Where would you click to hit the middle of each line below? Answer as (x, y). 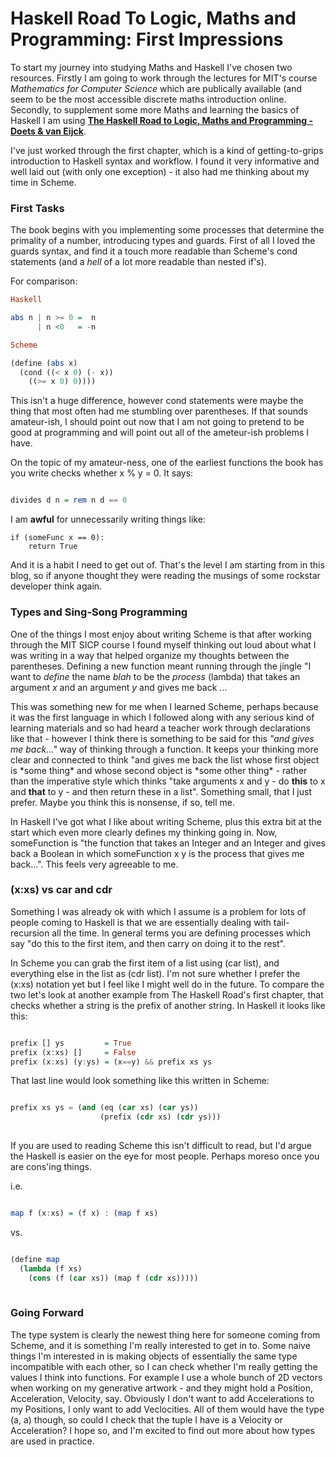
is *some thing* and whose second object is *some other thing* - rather (159, 770)
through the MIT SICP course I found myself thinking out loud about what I (163, 644)
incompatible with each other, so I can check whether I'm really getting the (164, 1366)
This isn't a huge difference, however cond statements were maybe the (157, 401)
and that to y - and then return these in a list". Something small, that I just (161, 791)
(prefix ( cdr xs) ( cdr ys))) (160, 1117)
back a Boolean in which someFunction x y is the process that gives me (157, 853)
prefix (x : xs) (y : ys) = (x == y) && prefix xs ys (111, 1062)
